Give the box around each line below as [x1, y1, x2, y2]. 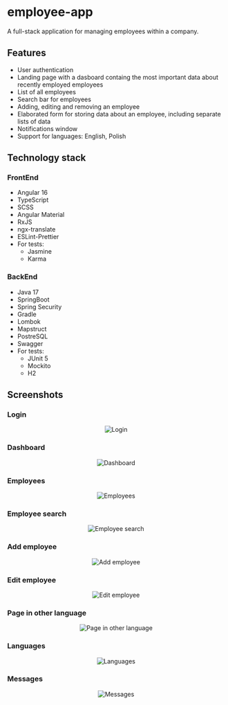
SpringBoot [17, 295, 50, 304]
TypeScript [17, 195, 49, 204]
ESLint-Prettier [17, 233, 59, 241]
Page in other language [7, 608, 87, 618]
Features [7, 47, 46, 59]
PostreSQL [17, 332, 48, 340]
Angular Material [17, 211, 65, 219]
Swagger [17, 339, 44, 347]
